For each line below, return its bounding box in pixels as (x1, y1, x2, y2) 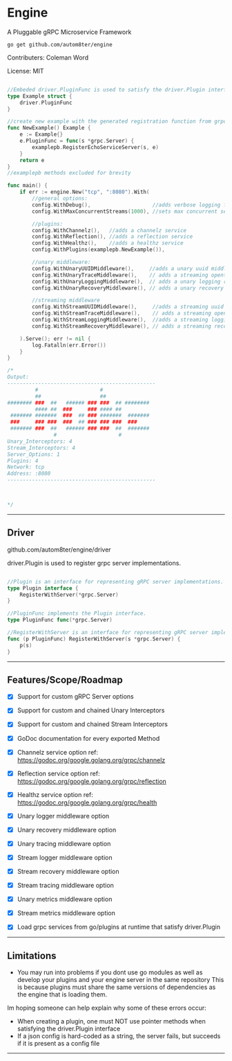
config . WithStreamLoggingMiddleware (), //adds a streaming (32, 317, 209, 324)
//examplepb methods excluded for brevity (7, 170, 131, 177)
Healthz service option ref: (17, 790, 93, 798)
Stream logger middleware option (17, 853, 113, 861)
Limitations (7, 949, 57, 961)
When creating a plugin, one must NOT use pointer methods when (17, 1017, 206, 1026)
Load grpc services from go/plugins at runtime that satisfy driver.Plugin (17, 923, 221, 931)
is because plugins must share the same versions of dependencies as (17, 983, 216, 992)
